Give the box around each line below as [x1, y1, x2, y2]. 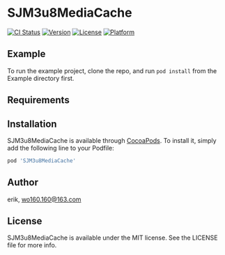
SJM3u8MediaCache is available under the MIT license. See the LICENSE [7, 233, 218, 242]
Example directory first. [7, 74, 75, 82]
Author [7, 176, 38, 189]
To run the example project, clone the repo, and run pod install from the [7, 66, 217, 75]
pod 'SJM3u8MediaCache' [7, 157, 77, 164]
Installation [7, 118, 57, 130]
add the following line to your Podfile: [7, 144, 115, 152]
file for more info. [7, 241, 57, 249]
